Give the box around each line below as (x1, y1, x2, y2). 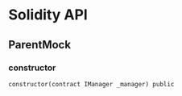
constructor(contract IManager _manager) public (8, 80, 175, 88)
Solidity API (8, 6, 89, 24)
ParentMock (8, 38, 71, 52)
